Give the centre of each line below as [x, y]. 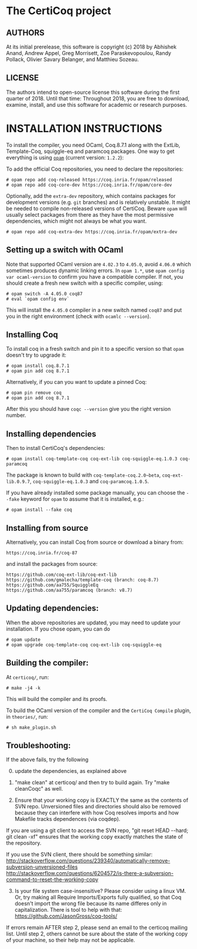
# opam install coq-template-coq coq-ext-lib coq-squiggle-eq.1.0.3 [92, 459]
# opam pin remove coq [34, 393]
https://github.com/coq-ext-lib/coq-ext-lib [61, 575]
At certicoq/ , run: [28, 677]
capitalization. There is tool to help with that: [68, 910]
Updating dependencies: [52, 609]
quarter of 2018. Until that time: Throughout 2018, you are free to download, [98, 98]
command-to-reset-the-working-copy [52, 880]
